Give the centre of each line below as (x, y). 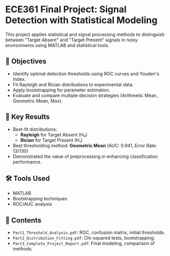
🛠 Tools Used (28, 178)
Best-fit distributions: (35, 129)
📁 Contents (23, 220)
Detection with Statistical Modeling (81, 20)
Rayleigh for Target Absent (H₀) (54, 134)
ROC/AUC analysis (32, 204)
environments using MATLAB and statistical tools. (57, 45)
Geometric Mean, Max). (38, 101)
